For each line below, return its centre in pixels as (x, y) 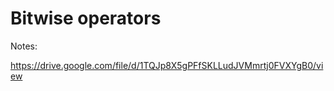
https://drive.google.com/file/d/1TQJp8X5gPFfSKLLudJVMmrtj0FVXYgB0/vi (167, 65)
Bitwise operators (86, 18)
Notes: (24, 46)
